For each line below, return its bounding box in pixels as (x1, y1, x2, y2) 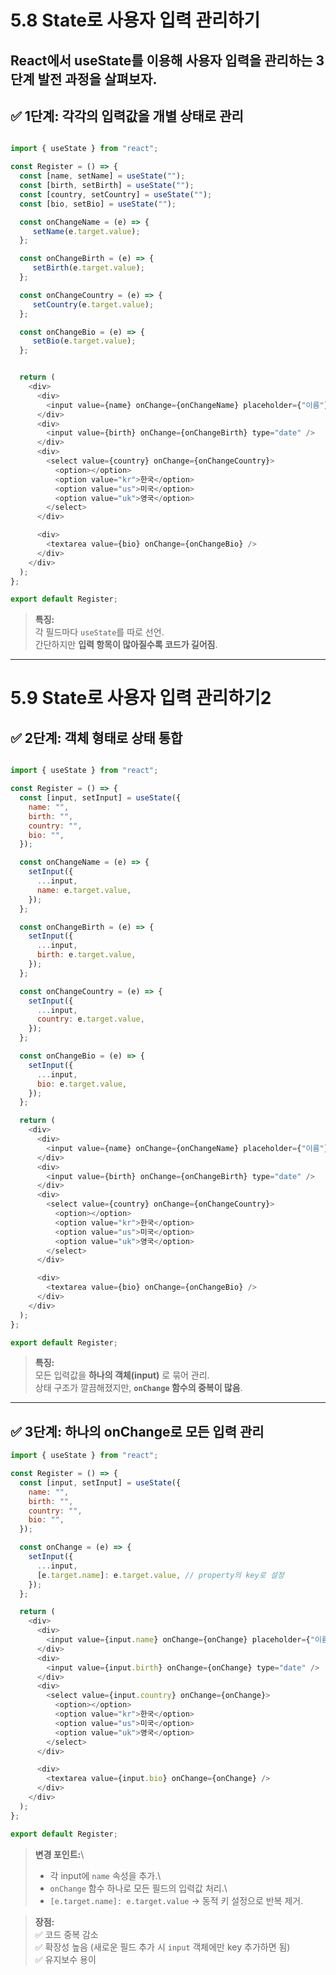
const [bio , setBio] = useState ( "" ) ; (19, 199, 177, 209)
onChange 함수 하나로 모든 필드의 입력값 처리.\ (49, 1882, 228, 1894)
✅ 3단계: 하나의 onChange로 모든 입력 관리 (10, 1423, 265, 1440)
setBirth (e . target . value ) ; (32, 263, 145, 273)
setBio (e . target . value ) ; (32, 336, 137, 346)
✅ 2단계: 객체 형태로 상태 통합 (10, 729, 183, 746)
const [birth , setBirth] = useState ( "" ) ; (19, 181, 195, 191)
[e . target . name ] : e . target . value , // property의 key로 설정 (36, 1570, 285, 1580)
